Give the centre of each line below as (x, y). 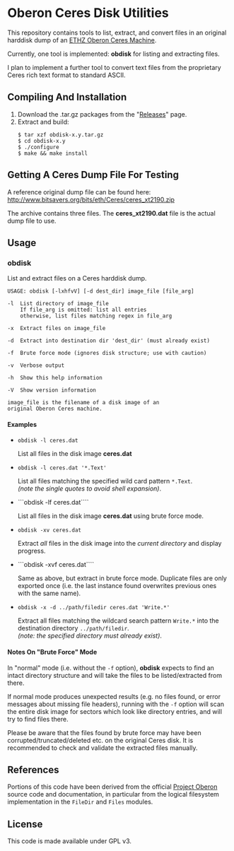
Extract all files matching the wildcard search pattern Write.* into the (118, 621)
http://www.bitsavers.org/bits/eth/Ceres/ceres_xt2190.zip (91, 199)
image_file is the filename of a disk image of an (83, 403)
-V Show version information (52, 390)
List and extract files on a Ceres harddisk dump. (77, 278)
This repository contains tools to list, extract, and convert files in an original (117, 33)
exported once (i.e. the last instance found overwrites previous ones (117, 586)
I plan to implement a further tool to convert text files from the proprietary (114, 67)
